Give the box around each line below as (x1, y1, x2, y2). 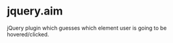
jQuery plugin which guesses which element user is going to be (7, 24, 167, 31)
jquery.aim (7, 4, 63, 18)
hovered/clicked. (7, 30, 50, 38)
